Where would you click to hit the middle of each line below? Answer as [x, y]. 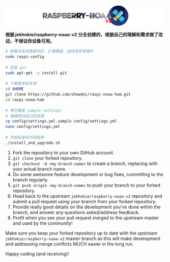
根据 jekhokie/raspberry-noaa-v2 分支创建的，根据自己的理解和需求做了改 [84, 34]
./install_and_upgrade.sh [33, 143]
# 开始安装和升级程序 [25, 137]
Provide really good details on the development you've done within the [87, 207]
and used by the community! [42, 223]
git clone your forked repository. [48, 158]
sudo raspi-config [25, 57]
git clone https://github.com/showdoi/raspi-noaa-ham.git [68, 94]
